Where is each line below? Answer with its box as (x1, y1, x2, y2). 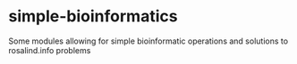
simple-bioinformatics (8, 6, 178, 27)
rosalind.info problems (8, 44, 91, 55)
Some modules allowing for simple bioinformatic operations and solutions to (8, 36, 288, 46)
